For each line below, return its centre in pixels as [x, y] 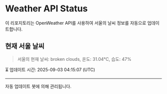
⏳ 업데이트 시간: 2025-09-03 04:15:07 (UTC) [50, 69]
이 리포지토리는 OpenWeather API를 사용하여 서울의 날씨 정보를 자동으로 [76, 23]
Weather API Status [46, 9]
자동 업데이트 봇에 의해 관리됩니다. [38, 86]
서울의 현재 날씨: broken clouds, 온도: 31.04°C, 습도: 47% [74, 59]
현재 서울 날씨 [25, 46]
